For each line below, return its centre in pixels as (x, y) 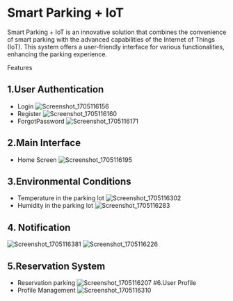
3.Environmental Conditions (69, 181)
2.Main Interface (44, 143)
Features (20, 67)
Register (29, 113)
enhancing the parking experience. (57, 54)
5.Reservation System (56, 266)
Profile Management (46, 290)
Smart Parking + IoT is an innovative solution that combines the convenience (117, 32)
